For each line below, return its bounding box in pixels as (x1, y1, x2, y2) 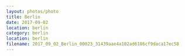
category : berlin (6, 30, 49, 36)
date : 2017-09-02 (6, 19, 49, 25)
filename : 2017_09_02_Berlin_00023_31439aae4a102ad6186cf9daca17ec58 (6, 41, 180, 47)
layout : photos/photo (6, 8, 59, 15)
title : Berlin (6, 14, 41, 20)
